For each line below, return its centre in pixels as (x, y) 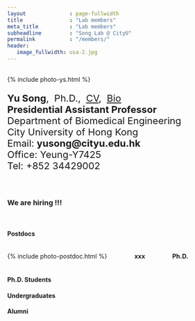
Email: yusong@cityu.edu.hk (74, 143)
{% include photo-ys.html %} (49, 79)
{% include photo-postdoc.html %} (57, 257)
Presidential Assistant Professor (82, 109)
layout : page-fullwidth (63, 14)
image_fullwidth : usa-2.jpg (57, 53)
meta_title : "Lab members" (62, 26)
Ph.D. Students (29, 279)
